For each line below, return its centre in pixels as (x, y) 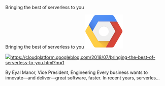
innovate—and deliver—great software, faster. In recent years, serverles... (82, 78)
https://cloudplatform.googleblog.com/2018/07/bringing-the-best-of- (83, 57)
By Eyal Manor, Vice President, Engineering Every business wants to (77, 72)
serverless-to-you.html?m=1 (35, 62)
